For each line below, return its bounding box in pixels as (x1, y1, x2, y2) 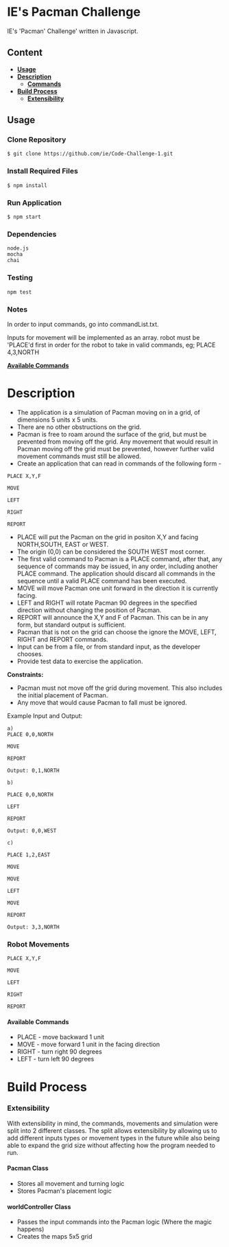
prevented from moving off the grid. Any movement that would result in (16, 437, 218, 446)
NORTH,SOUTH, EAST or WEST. (16, 540, 109, 548)
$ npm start (7, 214, 41, 221)
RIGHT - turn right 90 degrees (16, 1048, 103, 1056)
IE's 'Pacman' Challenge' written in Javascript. (7, 27, 138, 35)
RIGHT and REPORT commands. (16, 635, 108, 643)
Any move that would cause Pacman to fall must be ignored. (16, 698, 187, 706)
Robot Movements (7, 940, 70, 949)
